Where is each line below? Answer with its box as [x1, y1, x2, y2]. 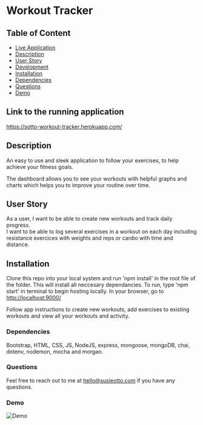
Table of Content [6, 28, 71, 38]
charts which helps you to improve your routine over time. [6, 181, 150, 188]
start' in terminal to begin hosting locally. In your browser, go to [6, 288, 164, 295]
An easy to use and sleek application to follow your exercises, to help [6, 156, 179, 164]
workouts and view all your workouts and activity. [6, 313, 130, 320]
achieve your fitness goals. [6, 163, 74, 170]
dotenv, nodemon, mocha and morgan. [6, 348, 103, 355]
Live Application [15, 44, 56, 51]
